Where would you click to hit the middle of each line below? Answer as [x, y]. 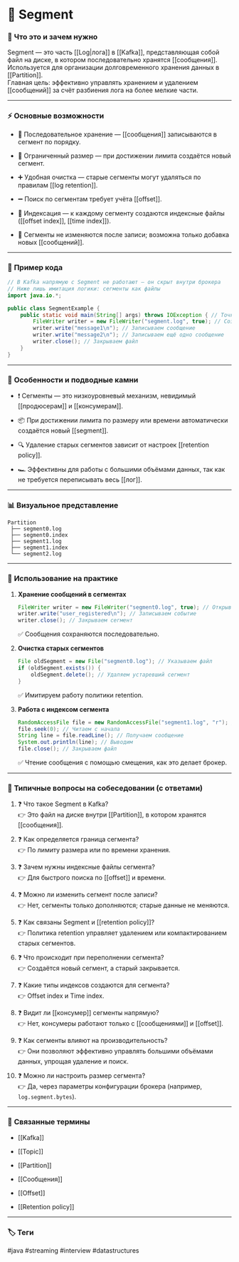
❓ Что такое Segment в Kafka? [63, 804]
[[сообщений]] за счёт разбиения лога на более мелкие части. [103, 90]
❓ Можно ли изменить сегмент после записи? [87, 894]
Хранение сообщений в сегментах [72, 594]
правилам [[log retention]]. [58, 185]
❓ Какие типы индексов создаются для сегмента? [94, 985]
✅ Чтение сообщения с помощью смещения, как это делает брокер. [122, 762]
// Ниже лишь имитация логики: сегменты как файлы [84, 288]
